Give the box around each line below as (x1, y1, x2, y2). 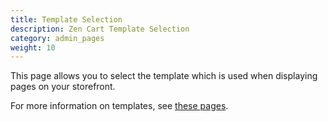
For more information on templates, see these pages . (10, 100, 229, 112)
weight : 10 (10, 42, 56, 53)
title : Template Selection (10, 14, 123, 25)
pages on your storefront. (10, 81, 116, 93)
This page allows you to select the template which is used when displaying (10, 70, 318, 82)
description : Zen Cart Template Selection (10, 24, 190, 34)
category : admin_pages (10, 33, 105, 43)
